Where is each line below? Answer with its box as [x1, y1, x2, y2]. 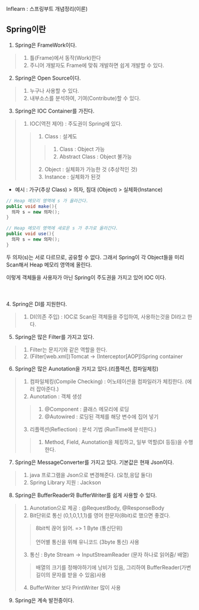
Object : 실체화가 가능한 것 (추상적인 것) [44, 165, 138, 172]
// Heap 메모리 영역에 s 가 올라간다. [6, 198, 89, 204]
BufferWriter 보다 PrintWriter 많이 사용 [29, 584, 121, 591]
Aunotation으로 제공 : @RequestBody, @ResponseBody [29, 504, 165, 511]
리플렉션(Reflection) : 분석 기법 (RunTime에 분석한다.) [29, 426, 157, 433]
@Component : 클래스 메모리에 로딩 [44, 405, 129, 412]
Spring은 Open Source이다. [14, 74, 82, 81]
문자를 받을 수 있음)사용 [51, 571, 106, 578]
